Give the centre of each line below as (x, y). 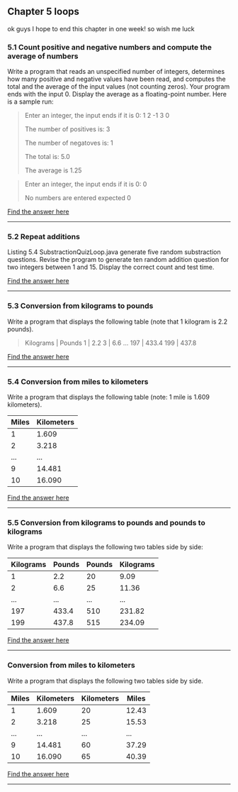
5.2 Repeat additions (44, 237)
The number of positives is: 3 (67, 129)
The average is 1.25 (53, 170)
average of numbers (43, 56)
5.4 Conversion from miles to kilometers (78, 381)
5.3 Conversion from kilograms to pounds (80, 306)
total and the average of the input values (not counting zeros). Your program (119, 87)
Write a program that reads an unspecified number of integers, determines (116, 72)
